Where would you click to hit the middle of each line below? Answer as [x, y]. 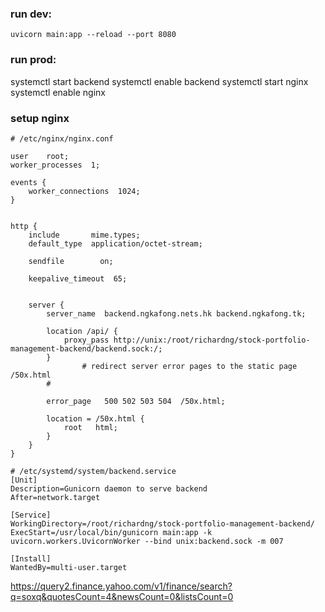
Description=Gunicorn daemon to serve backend [109, 488]
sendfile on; [71, 261]
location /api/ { [82, 331]
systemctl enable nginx [58, 92]
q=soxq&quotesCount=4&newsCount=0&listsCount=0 [122, 596]
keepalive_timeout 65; [78, 278]
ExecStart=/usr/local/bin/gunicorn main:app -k [111, 532]
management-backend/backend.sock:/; [86, 348]
